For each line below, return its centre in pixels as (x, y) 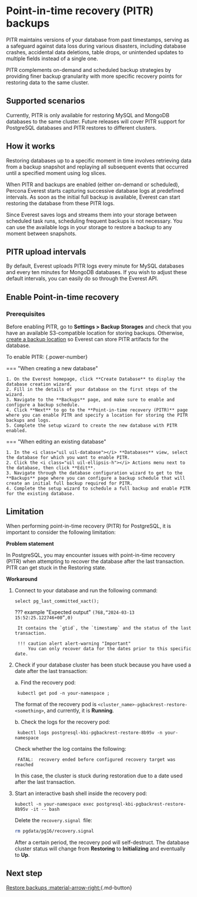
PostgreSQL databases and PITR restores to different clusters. (81, 127)
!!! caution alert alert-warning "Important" (74, 644)
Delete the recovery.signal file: (53, 820)
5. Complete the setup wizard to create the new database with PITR (92, 426)
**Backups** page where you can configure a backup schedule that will (96, 479)
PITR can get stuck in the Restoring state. (56, 568)
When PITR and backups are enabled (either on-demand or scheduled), (93, 184)
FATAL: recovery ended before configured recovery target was (96, 759)
